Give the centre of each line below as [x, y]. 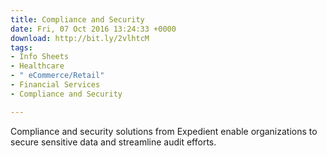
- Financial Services [55, 85]
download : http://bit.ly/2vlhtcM [80, 38]
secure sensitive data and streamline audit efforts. [113, 142]
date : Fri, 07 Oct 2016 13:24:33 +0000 [93, 29]
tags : [21, 47]
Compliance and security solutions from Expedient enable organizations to [164, 131]
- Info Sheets [40, 57]
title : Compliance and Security [77, 19]
